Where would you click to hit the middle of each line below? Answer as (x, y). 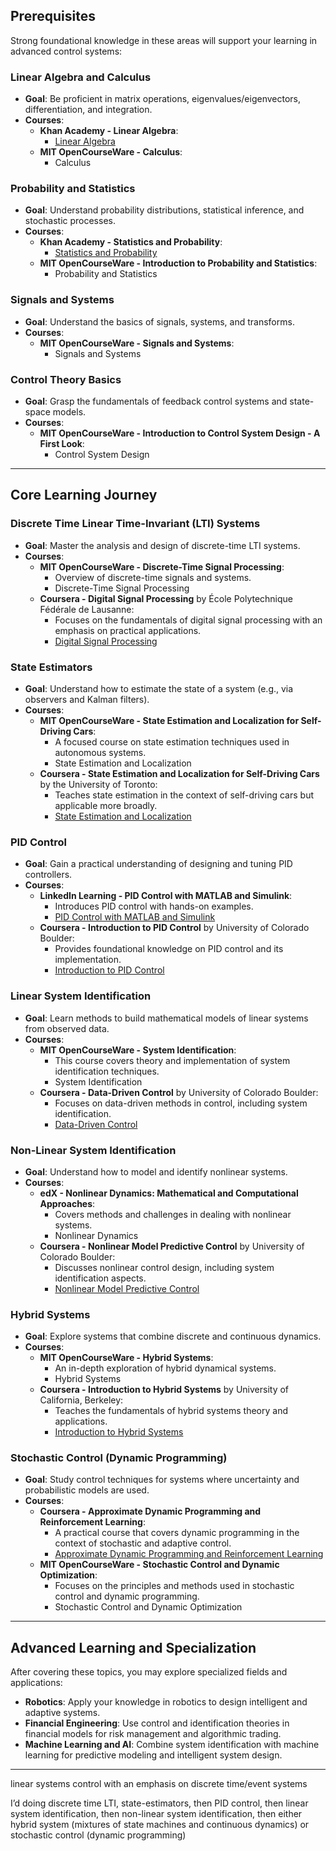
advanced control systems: (66, 51)
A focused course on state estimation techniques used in (172, 741)
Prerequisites (53, 16)
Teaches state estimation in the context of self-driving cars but (184, 795)
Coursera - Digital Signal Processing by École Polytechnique (166, 598)
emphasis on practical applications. (128, 630)
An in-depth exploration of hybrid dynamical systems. (165, 1368)
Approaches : (67, 1203)
